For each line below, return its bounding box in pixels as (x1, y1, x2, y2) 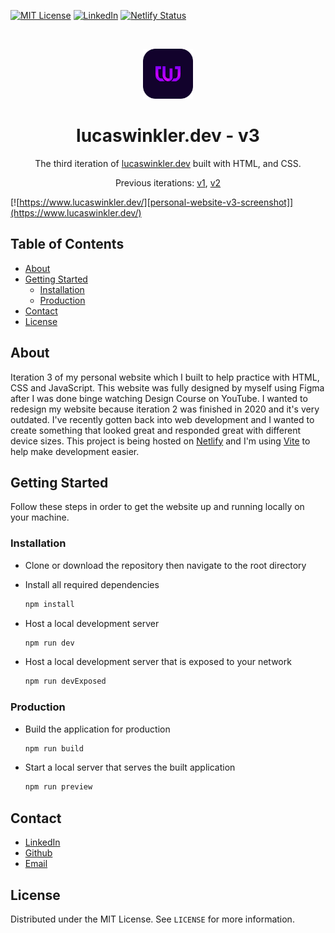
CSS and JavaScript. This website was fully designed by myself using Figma (10, 381, 325, 394)
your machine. (10, 511, 70, 524)
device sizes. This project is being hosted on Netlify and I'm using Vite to (10, 435, 311, 447)
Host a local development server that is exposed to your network (24, 656, 292, 668)
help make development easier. (10, 445, 140, 457)
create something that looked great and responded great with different (10, 424, 301, 436)
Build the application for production (24, 723, 171, 735)
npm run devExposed (24, 676, 107, 687)
